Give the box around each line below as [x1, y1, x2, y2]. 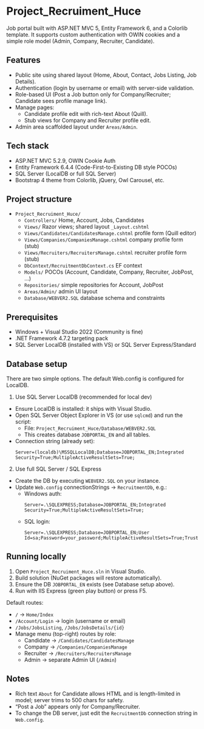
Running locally [6, 552, 67, 562]
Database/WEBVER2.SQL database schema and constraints [24, 294, 165, 302]
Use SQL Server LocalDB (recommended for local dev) [15, 393, 152, 400]
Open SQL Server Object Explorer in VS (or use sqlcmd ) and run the [15, 411, 183, 419]
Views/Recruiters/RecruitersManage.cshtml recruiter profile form [24, 249, 187, 257]
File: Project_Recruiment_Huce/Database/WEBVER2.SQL [24, 425, 156, 432]
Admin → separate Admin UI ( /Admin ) [24, 656, 117, 663]
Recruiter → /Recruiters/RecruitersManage [24, 649, 132, 656]
